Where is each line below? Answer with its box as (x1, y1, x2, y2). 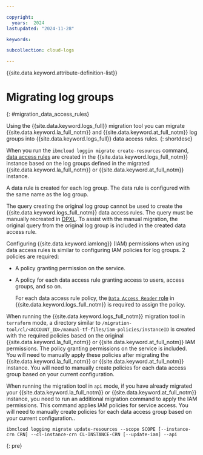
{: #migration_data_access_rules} (6, 110, 90, 118)
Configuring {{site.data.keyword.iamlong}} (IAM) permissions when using (6, 240, 190, 247)
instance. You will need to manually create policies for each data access (6, 364, 187, 371)
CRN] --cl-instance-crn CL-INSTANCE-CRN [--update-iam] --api (17, 431, 178, 438)
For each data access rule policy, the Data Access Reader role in (15, 294, 175, 302)
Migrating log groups (6, 90, 114, 104)
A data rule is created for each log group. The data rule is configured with (6, 184, 190, 191)
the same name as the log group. (6, 191, 89, 198)
